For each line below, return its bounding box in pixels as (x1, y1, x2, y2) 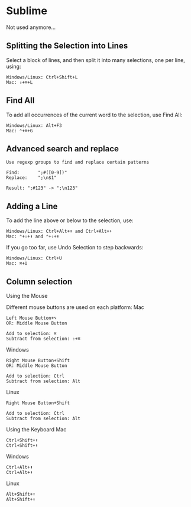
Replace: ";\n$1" (6, 175, 57, 181)
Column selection (6, 277, 73, 287)
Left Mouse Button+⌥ (6, 315, 57, 321)
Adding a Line (6, 201, 58, 211)
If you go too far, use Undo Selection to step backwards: (6, 244, 144, 251)
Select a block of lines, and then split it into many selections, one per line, (6, 56, 185, 63)
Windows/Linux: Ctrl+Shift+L (6, 74, 78, 80)
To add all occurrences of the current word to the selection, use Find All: (6, 111, 183, 118)
